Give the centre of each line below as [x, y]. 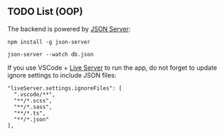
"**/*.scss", [33, 100]
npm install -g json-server [49, 42]
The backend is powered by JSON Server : [69, 28]
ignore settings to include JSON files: [62, 75]
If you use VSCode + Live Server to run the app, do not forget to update [112, 68]
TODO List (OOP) [45, 12]
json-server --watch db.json [50, 54]
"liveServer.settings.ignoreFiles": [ [65, 88]
